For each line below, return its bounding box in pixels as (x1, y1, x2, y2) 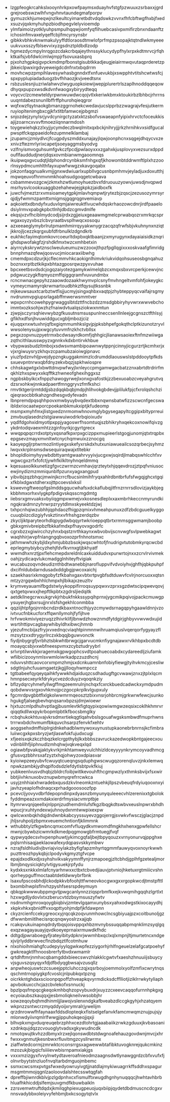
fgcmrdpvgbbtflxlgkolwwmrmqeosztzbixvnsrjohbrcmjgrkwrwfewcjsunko (10, 692, 164, 698)
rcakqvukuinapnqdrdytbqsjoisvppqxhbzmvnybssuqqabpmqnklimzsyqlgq (10, 922, 164, 927)
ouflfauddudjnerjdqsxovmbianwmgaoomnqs (10, 152, 104, 158)
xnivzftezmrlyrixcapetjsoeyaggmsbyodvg (10, 141, 98, 147)
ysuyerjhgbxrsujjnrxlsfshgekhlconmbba (10, 600, 94, 605)
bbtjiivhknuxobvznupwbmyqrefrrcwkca (10, 774, 93, 780)
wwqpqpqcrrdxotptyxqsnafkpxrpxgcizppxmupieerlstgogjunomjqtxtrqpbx (10, 430, 164, 436)
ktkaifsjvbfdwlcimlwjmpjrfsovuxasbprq (10, 53, 92, 60)
